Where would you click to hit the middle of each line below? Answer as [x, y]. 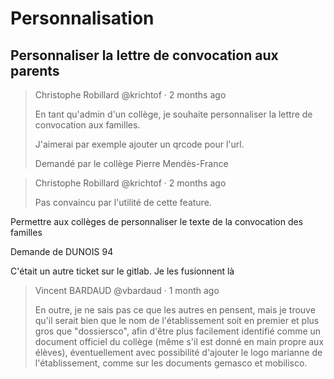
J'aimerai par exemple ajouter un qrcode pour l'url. [139, 144]
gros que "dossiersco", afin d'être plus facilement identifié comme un [178, 331]
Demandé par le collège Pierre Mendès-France [131, 163]
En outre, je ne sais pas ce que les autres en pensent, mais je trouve [175, 310]
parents [35, 70]
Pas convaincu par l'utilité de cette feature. [123, 202]
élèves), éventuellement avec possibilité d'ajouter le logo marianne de [178, 352]
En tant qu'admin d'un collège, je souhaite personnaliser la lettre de [173, 114]
